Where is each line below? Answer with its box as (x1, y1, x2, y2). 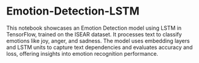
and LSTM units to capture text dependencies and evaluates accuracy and (6, 44, 193, 51)
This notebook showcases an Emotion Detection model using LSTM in (6, 24, 182, 31)
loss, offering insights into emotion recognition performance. (6, 50, 158, 57)
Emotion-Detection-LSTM (6, 4, 140, 18)
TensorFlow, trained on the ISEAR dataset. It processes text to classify (6, 30, 183, 38)
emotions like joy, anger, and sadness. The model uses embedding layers (6, 37, 190, 44)
